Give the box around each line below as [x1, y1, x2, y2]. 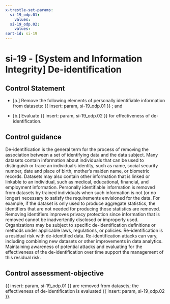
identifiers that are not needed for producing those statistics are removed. [5, 205, 160, 211]
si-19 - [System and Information [5, 53, 143, 65]
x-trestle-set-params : [5, 7, 53, 13]
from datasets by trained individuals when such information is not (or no [5, 189, 156, 196]
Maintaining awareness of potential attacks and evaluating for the [5, 244, 143, 250]
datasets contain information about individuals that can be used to [5, 157, 144, 163]
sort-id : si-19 [5, 31, 38, 36]
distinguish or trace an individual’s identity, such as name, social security [5, 162, 158, 168]
